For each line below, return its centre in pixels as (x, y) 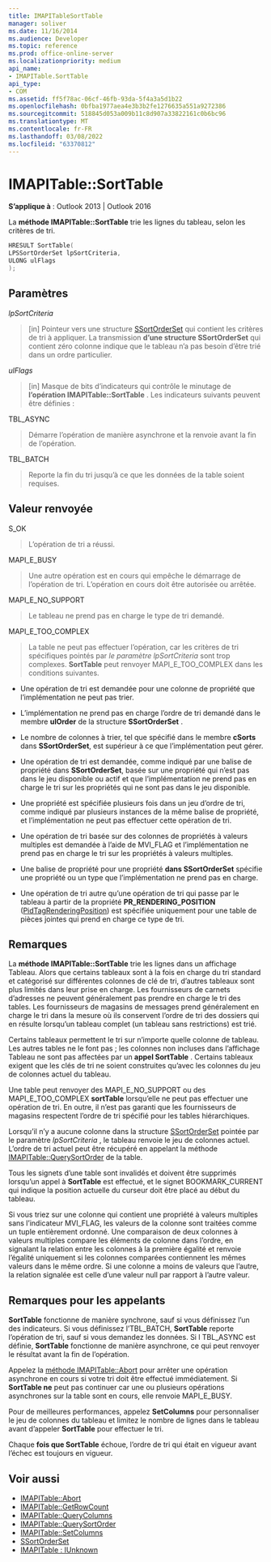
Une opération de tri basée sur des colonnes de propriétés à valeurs (134, 836)
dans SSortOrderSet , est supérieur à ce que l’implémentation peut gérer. (142, 746)
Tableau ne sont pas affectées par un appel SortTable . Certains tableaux (131, 1057)
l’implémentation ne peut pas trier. (77, 697)
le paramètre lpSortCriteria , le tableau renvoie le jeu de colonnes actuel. (129, 1140)
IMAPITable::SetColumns (61, 1532)
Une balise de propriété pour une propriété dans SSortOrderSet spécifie (141, 869)
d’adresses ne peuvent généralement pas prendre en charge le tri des (125, 999)
